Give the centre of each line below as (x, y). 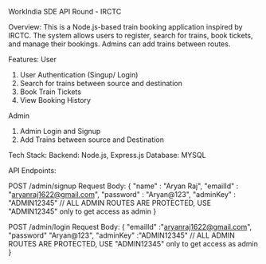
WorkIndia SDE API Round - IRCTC (65, 12)
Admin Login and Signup (60, 131)
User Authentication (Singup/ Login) (79, 75)
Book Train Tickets (51, 92)
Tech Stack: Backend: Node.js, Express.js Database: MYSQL (107, 155)
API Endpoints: (33, 170)
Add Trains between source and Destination (92, 140)
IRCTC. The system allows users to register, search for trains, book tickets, (131, 35)
